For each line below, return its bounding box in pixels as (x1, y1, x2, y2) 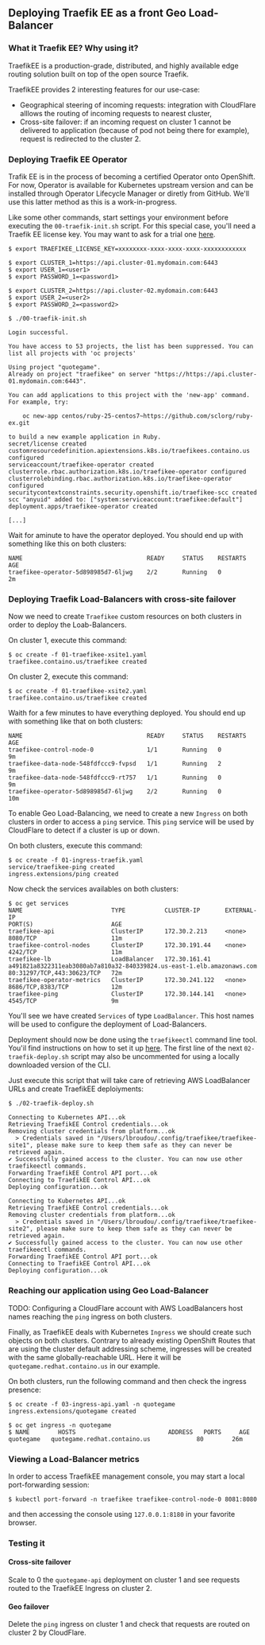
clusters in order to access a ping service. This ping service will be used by (8, 817, 255, 827)
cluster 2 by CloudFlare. (8, 1627, 87, 1638)
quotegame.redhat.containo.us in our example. (8, 1361, 160, 1370)
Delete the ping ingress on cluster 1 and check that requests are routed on (8, 1620, 250, 1629)
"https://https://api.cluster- (153, 370, 258, 378)
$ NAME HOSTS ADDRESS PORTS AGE (8, 1428, 250, 1436)
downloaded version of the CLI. (8, 1060, 111, 1070)
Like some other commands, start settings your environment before (8, 212, 229, 222)
